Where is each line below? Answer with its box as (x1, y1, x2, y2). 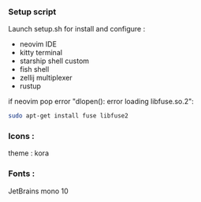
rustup (19, 81, 42, 91)
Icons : (8, 131, 35, 142)
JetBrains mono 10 (8, 186, 69, 196)
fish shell (19, 65, 50, 74)
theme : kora (8, 148, 50, 158)
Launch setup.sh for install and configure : (8, 24, 146, 34)
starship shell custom (19, 56, 89, 65)
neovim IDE (19, 39, 58, 49)
